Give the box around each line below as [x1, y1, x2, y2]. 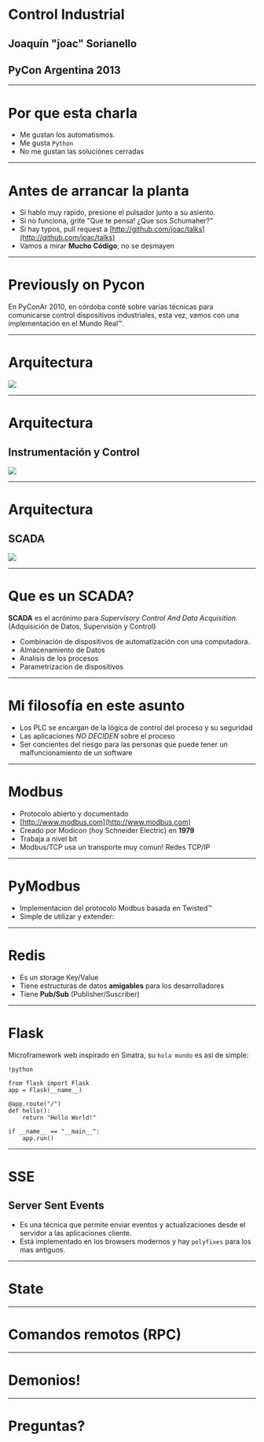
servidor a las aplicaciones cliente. [19, 1228, 132, 1237]
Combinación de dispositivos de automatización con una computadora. [19, 637, 251, 647]
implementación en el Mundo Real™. [8, 319, 124, 328]
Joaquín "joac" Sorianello [8, 37, 137, 50]
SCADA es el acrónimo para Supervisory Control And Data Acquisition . [8, 614, 238, 623]
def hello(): [8, 1107, 51, 1115]
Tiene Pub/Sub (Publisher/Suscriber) [19, 989, 140, 998]
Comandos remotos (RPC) [8, 1326, 182, 1343]
